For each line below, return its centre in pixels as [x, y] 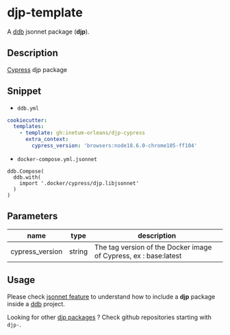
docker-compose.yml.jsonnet [57, 159]
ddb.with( [27, 177]
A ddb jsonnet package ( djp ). [49, 32]
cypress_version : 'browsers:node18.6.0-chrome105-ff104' [114, 146]
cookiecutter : [27, 120]
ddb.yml [28, 108]
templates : [29, 127]
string [79, 251]
